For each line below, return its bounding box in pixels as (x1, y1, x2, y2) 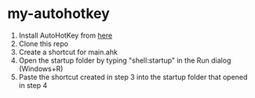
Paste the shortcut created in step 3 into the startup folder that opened (18, 72, 248, 82)
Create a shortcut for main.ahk (18, 47, 118, 56)
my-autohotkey (7, 5, 111, 23)
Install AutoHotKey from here (18, 31, 113, 40)
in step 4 (18, 80, 48, 90)
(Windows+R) (18, 64, 64, 73)
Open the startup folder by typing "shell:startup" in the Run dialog (18, 56, 231, 65)
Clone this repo (18, 38, 68, 48)
